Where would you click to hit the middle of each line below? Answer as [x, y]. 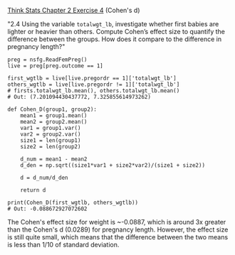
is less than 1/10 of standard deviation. [63, 245]
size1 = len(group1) [51, 141]
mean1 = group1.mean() [54, 116]
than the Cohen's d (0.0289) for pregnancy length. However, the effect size [118, 229]
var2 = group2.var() [51, 134]
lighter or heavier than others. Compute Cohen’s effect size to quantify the [116, 32]
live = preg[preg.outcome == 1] [55, 66]
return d [33, 190]
